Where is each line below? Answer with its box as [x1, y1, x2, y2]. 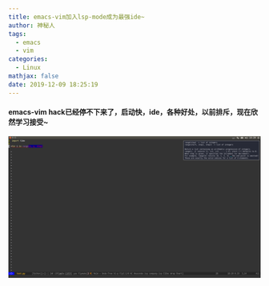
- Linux [15, 64, 42, 72]
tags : [8, 30, 26, 38]
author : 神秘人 [8, 21, 55, 30]
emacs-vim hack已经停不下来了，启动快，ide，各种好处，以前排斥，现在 [8, 107, 251, 117]
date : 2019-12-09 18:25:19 [8, 80, 98, 88]
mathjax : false [8, 72, 59, 80]
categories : [8, 55, 48, 63]
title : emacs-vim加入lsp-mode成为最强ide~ [8, 13, 145, 21]
